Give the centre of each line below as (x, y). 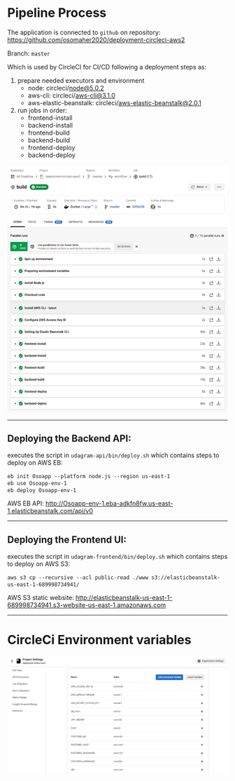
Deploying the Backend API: (69, 439)
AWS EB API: (26, 503)
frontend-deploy (51, 147)
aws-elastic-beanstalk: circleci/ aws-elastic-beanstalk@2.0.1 (114, 102)
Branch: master (29, 53)
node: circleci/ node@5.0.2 (66, 88)
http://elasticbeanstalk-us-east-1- (124, 598)
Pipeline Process (57, 13)
